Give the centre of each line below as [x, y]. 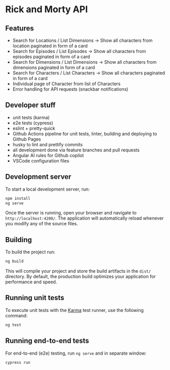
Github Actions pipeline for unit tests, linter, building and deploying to [85, 134]
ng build [14, 261]
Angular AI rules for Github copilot [48, 155]
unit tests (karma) [31, 117]
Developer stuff [30, 105]
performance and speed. [31, 282]
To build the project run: [30, 252]
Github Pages [27, 139]
